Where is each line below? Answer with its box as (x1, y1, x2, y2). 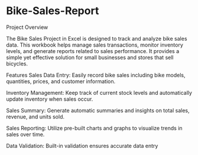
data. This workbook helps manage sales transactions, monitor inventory (6, 41, 183, 48)
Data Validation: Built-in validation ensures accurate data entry (6, 142, 158, 149)
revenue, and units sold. (6, 113, 65, 120)
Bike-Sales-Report (6, 4, 99, 18)
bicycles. (6, 60, 28, 67)
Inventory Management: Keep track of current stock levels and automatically (6, 89, 192, 96)
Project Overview (6, 24, 48, 31)
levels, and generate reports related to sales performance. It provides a (6, 47, 179, 54)
